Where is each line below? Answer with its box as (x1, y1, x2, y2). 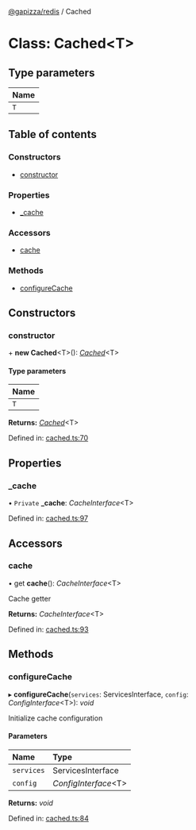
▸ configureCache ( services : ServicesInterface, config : (8, 690, 189, 699)
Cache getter (8, 594, 52, 603)
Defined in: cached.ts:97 (8, 513, 89, 523)
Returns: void (8, 797, 54, 808)
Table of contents (8, 128, 97, 141)
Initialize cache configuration (8, 713, 103, 723)
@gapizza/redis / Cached (8, 7, 91, 16)
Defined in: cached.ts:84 (8, 813, 90, 823)
